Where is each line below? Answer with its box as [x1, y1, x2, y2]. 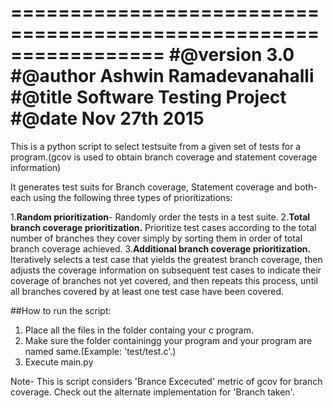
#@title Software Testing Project [10, 86, 287, 109]
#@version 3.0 [168, 44, 295, 66]
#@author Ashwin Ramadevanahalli [10, 65, 315, 88]
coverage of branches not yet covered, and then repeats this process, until [10, 274, 319, 286]
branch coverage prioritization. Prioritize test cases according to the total [10, 221, 317, 233]
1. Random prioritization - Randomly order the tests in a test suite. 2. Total [10, 211, 311, 223]
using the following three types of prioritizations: [33, 191, 233, 203]
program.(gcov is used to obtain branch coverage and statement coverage [10, 151, 318, 163]
